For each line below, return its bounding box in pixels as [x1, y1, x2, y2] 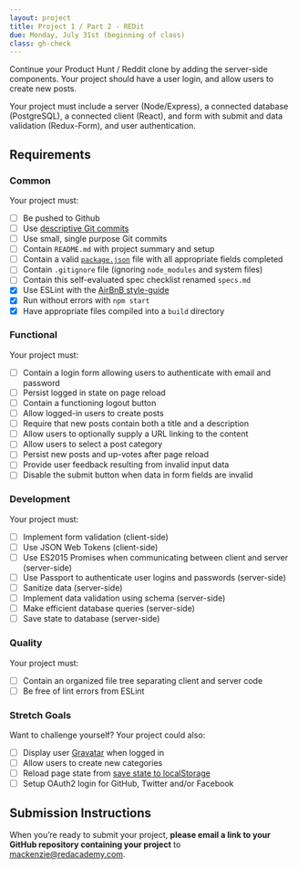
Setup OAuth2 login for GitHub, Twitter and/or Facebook [22, 778, 234, 790]
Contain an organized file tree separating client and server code [22, 675, 263, 686]
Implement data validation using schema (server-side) [22, 592, 226, 603]
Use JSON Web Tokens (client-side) [22, 541, 159, 552]
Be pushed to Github [22, 212, 100, 224]
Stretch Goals [9, 708, 71, 721]
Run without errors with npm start [22, 295, 150, 306]
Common [9, 174, 52, 187]
